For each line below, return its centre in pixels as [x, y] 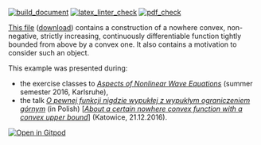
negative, [23, 36]
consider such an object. [49, 53]
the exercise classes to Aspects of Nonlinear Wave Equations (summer [136, 84]
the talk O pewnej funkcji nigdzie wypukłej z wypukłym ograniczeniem [135, 100]
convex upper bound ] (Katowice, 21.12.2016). [93, 117]
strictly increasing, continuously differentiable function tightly [141, 36]
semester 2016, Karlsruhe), [64, 92]
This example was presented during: [68, 68]
